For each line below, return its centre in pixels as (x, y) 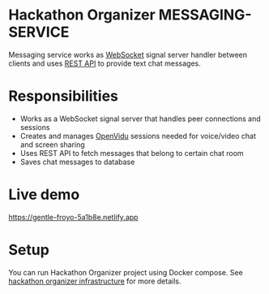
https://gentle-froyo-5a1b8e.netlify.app (73, 217)
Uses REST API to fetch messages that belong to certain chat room (132, 153)
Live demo (44, 195)
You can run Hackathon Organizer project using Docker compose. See (126, 272)
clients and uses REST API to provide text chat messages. (105, 63)
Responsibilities (64, 96)
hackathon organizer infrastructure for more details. (95, 281)
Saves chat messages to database (77, 162)
